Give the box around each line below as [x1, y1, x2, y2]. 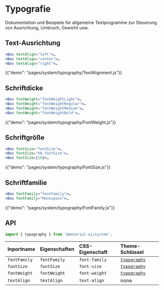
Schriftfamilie [5, 178, 47, 186]
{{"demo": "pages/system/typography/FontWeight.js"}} [5, 119, 116, 125]
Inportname [7, 246, 36, 252]
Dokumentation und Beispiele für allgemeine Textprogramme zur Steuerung [5, 20, 157, 25]
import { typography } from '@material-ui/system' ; [5, 232, 112, 237]
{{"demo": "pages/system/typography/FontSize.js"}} [5, 165, 111, 170]
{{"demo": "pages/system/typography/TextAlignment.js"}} [5, 70, 123, 76]
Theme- [120, 243, 141, 249]
